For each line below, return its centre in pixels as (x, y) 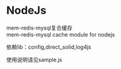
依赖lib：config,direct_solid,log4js (49, 47)
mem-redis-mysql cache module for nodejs (61, 34)
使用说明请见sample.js (34, 59)
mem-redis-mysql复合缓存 (40, 28)
